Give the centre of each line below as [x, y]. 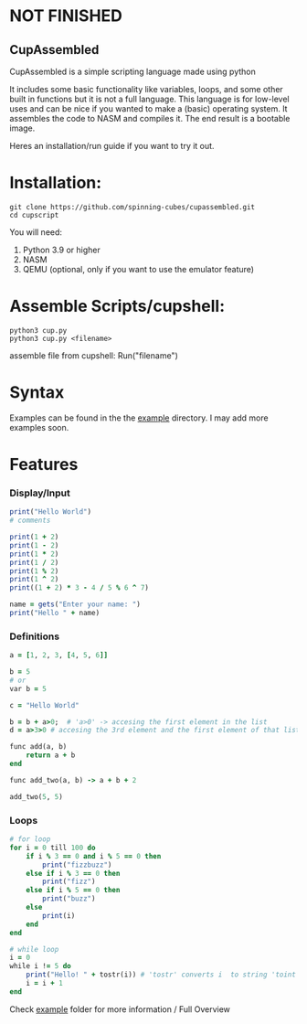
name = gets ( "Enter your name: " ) [75, 604]
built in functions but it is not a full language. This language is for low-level [149, 99]
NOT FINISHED [66, 16]
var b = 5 [28, 688]
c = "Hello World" [44, 705]
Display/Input [40, 493]
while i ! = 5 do [40, 966]
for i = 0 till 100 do [53, 848]
